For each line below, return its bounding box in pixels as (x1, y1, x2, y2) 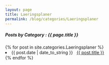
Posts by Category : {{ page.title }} (5, 32, 78, 38)
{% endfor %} (5, 55, 34, 61)
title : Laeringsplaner (5, 12, 52, 17)
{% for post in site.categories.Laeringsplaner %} (5, 44, 104, 50)
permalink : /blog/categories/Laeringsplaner (5, 16, 99, 21)
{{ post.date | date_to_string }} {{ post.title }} (11, 50, 105, 56)
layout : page (5, 7, 32, 12)
